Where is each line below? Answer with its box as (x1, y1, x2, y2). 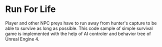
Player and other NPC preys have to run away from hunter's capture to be (5, 20, 157, 26)
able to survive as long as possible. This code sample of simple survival (5, 25, 153, 31)
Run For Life (5, 3, 56, 15)
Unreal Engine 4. (5, 36, 39, 42)
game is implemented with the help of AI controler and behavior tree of (5, 30, 151, 36)
